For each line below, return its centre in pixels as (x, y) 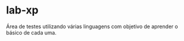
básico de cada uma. (31, 32)
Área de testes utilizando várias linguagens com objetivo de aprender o (92, 26)
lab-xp (22, 10)
